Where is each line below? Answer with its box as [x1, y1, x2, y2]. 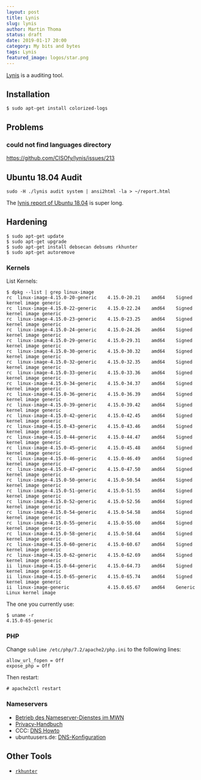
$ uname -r [6, 613, 34, 619]
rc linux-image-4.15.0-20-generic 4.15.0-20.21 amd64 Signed [6, 295, 192, 301]
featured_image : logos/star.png [6, 55, 89, 61]
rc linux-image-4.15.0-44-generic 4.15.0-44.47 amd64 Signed [6, 434, 192, 440]
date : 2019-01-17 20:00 [6, 37, 67, 44]
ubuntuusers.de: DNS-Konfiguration [15, 733, 106, 741]
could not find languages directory [6, 140, 112, 149]
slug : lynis [6, 20, 37, 26]
